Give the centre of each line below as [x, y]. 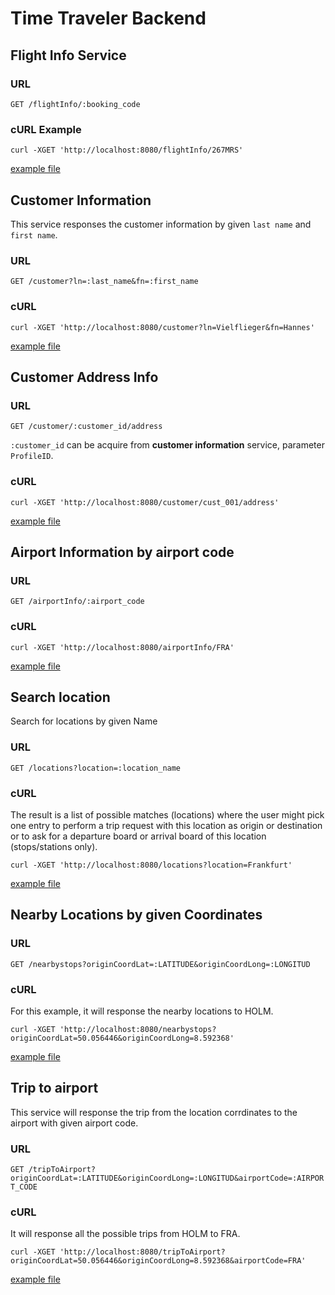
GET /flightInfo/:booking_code [75, 104]
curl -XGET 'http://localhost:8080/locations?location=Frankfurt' [151, 865]
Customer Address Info [84, 377]
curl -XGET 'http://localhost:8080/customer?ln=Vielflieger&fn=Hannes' [162, 327]
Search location [60, 697]
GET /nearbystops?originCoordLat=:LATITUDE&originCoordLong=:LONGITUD [160, 964]
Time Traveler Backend [108, 18]
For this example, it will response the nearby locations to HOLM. [142, 1011]
